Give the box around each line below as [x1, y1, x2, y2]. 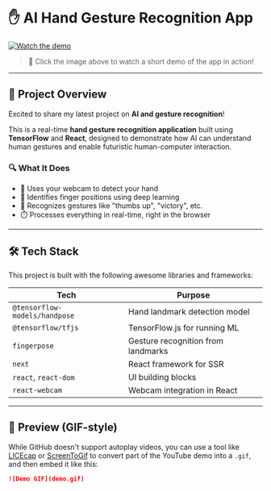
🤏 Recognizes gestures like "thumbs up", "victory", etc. [19, 201, 203, 210]
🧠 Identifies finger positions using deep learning [19, 193, 180, 202]
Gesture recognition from [127, 335, 224, 346]
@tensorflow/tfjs [12, 322, 79, 332]
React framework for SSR [127, 358, 224, 369]
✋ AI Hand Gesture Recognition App [8, 9, 254, 27]
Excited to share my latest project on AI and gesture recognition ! [8, 109, 225, 119]
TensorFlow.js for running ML [127, 322, 240, 333]
